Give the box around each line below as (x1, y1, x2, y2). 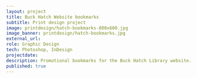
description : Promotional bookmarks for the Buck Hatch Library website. (6, 57, 192, 63)
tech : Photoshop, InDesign (6, 47, 73, 53)
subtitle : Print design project (6, 19, 86, 25)
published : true (6, 63, 46, 69)
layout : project (6, 8, 46, 15)
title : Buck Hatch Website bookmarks (6, 14, 99, 20)
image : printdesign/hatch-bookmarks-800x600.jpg (6, 25, 128, 31)
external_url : (6, 36, 41, 42)
